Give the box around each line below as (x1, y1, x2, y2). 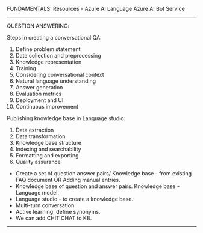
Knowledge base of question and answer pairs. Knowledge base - (15, 183, 180, 190)
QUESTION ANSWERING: (7, 22, 70, 29)
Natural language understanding (15, 77, 96, 85)
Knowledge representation (15, 58, 82, 65)
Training (15, 65, 37, 71)
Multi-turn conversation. (15, 202, 76, 209)
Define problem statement (15, 46, 81, 53)
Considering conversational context (15, 71, 104, 78)
